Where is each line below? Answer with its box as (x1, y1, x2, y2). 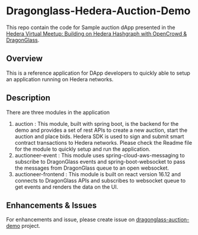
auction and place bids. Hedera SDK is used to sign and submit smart (14, 132, 184, 140)
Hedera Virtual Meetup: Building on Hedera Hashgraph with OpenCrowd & (6, 30, 187, 37)
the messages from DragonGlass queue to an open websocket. (14, 164, 170, 172)
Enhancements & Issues (6, 200, 97, 210)
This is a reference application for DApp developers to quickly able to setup (6, 69, 191, 77)
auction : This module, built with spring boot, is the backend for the (14, 120, 179, 127)
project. (21, 223, 40, 230)
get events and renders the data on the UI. (14, 183, 119, 190)
